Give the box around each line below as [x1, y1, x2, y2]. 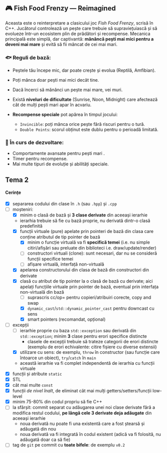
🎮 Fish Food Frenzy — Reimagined [5, 4, 116, 13]
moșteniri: [12, 206, 33, 212]
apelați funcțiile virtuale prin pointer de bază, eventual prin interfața [19, 284, 159, 290]
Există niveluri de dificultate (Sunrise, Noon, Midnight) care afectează [12, 97, 158, 103]
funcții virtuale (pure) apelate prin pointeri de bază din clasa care [19, 229, 154, 235]
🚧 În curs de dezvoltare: [5, 139, 64, 146]
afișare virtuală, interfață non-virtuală [27, 261, 104, 267]
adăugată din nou [19, 426, 56, 432]
